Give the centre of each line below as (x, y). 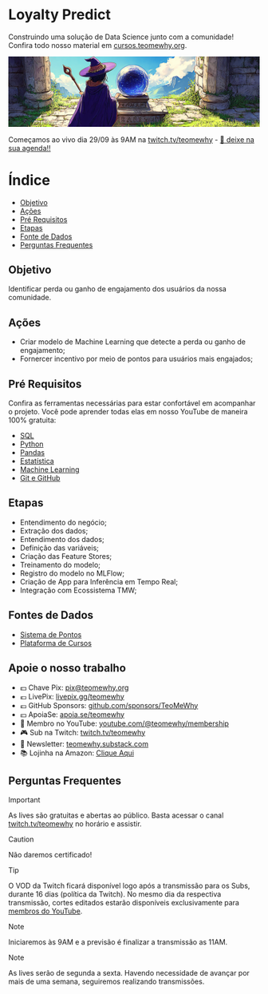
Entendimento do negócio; (63, 522)
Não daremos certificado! (50, 855)
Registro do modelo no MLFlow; (72, 573)
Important (24, 800)
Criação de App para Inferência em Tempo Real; (99, 581)
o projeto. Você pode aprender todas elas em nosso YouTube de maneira (128, 412)
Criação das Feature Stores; (66, 556)
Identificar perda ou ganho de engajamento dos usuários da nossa (118, 289)
